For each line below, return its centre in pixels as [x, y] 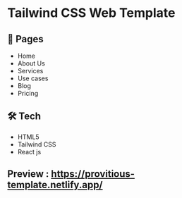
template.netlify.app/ [55, 185]
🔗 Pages [25, 39]
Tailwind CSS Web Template [91, 13]
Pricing [28, 93]
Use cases [33, 78]
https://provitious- [93, 174]
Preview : [28, 174]
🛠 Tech [24, 117]
